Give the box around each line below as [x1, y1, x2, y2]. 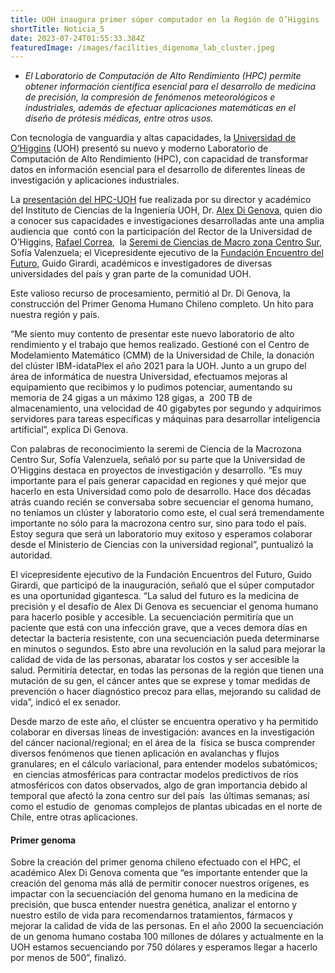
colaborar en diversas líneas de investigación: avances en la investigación [10, 726, 315, 738]
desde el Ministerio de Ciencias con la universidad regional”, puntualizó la [10, 539, 314, 551]
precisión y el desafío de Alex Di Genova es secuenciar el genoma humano [10, 601, 319, 613]
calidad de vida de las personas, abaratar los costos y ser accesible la [10, 654, 300, 666]
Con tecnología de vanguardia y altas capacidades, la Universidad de [10, 132, 297, 144]
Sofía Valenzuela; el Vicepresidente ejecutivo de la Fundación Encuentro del [10, 247, 324, 259]
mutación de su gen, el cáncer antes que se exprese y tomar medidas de [10, 675, 311, 687]
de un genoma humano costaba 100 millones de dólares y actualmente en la [10, 931, 324, 943]
